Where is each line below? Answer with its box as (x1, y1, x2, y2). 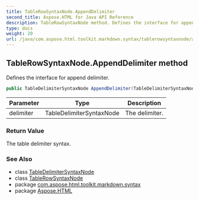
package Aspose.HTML (14, 188, 73, 195)
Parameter (9, 99, 40, 107)
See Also (6, 155, 33, 163)
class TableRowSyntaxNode (14, 174, 84, 182)
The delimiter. (125, 109, 164, 117)
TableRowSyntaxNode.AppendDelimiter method (6, 58, 188, 68)
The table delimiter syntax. (6, 140, 71, 147)
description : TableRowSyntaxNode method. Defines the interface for (6, 20, 179, 26)
